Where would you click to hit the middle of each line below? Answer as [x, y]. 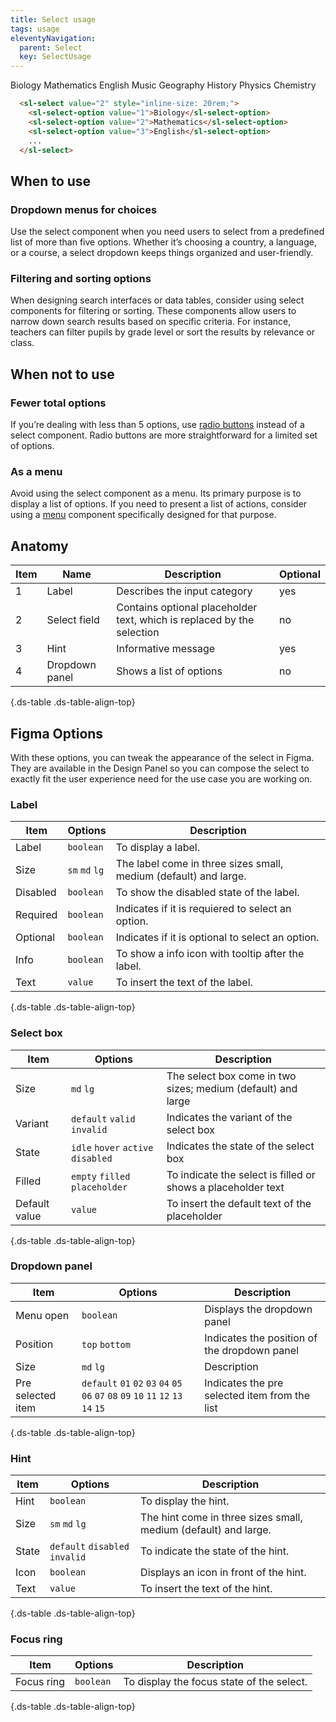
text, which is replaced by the [185, 620]
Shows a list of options [169, 671]
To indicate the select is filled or [241, 1174]
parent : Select [51, 47]
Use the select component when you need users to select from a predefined [167, 232]
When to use [51, 181]
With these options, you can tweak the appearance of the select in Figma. [162, 757]
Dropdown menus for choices [84, 209]
